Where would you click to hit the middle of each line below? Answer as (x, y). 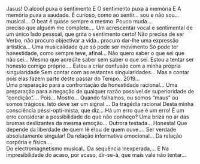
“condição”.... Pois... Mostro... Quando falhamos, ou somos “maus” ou (92, 98)
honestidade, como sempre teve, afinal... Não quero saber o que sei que (95, 53)
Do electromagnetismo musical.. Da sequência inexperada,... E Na (88, 148)
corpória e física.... (29, 142)
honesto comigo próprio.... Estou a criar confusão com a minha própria (93, 66)
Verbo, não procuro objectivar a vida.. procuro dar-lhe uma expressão (93, 40)
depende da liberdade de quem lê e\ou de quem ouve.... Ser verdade (91, 129)
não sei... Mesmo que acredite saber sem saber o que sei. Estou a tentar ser (100, 60)
